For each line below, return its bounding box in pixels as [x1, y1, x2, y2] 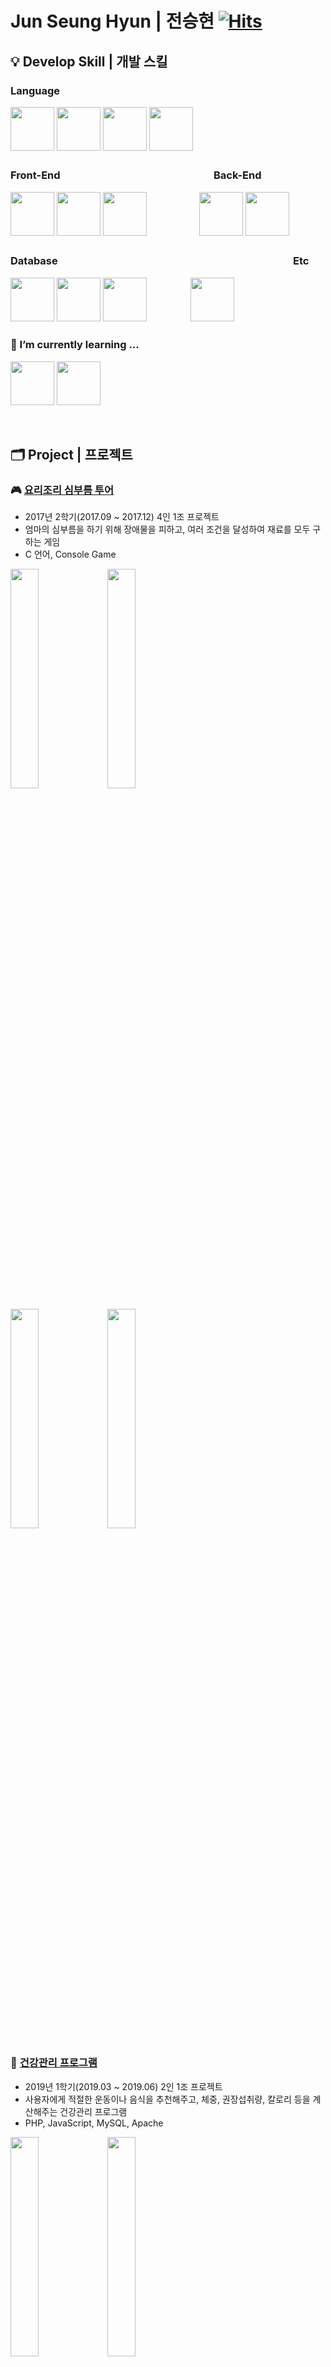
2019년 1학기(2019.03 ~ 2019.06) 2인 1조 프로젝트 [24, 2080, 223, 2092]
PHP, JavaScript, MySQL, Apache [24, 2117, 164, 2129]
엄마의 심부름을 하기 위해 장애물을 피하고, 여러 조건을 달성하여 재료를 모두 [24, 523, 311, 536]
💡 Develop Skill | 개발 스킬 [10, 53, 168, 70]
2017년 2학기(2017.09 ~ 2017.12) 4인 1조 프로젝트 [24, 511, 220, 523]
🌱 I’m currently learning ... [10, 338, 140, 352]
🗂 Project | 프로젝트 [10, 447, 133, 464]
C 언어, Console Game [24, 548, 117, 561]
